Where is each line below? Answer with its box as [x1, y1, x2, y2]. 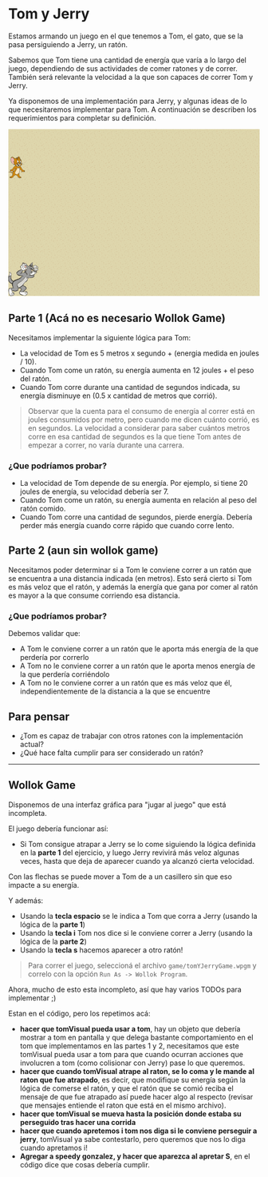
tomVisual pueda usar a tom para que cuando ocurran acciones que [19, 1049, 243, 1059]
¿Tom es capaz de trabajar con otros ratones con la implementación [19, 730, 243, 740]
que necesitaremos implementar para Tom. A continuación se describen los [8, 105, 257, 114]
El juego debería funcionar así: [8, 824, 109, 833]
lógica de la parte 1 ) [19, 920, 86, 929]
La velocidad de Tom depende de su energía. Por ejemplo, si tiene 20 [19, 479, 249, 488]
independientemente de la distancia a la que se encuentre [19, 686, 211, 696]
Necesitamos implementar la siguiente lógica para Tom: [8, 332, 191, 342]
